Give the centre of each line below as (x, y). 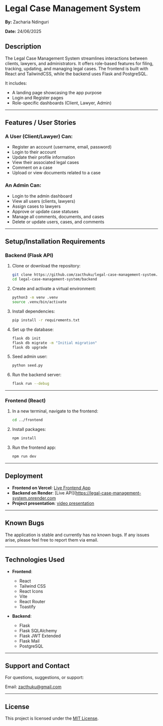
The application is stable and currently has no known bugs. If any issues (77, 535)
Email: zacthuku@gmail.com (33, 687)
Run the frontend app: (34, 447)
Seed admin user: (30, 357)
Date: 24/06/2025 (23, 31)
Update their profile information (43, 157)
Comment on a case (32, 167)
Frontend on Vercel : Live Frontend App (51, 488)
